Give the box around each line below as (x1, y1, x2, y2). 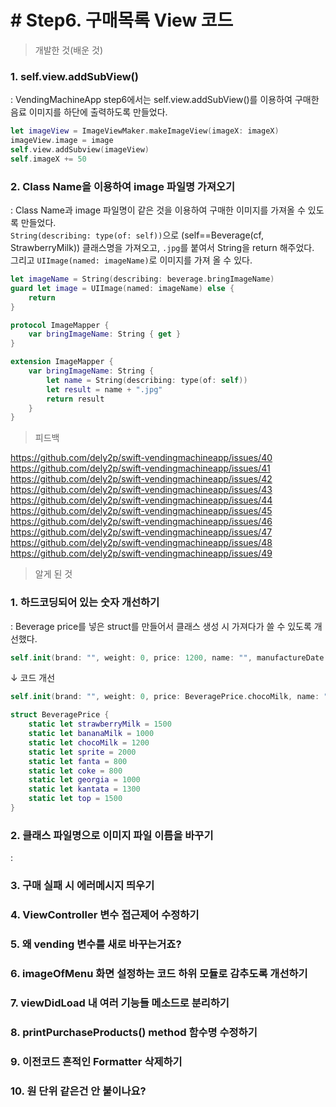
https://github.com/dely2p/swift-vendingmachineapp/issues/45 (10, 505, 273, 517)
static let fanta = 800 (28, 756, 128, 766)
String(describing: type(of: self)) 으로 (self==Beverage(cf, (10, 229, 264, 241)
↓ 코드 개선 (10, 672, 56, 684)
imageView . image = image (10, 136, 114, 146)
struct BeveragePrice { (10, 710, 110, 720)
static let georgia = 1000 (28, 775, 141, 785)
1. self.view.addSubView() (10, 69, 139, 83)
